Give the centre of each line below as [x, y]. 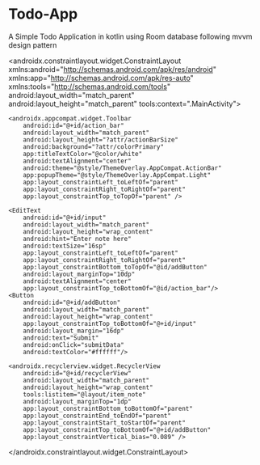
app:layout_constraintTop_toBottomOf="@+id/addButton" [117, 429]
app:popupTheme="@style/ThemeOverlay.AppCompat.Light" [117, 175]
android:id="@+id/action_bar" [74, 125]
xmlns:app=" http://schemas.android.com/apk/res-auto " [101, 78]
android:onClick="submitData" [74, 345]
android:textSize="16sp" [65, 246]
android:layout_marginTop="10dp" [79, 274]
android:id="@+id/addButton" [72, 302]
